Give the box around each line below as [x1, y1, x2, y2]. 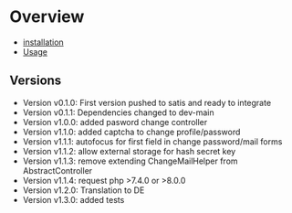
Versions [9, 73, 62, 89]
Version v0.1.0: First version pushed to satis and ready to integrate [22, 97, 272, 108]
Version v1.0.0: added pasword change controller [22, 116, 208, 127]
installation [22, 37, 64, 48]
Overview [9, 6, 85, 27]
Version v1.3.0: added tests [22, 194, 125, 205]
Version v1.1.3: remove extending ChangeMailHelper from [22, 155, 239, 166]
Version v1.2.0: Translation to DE [22, 185, 145, 196]
